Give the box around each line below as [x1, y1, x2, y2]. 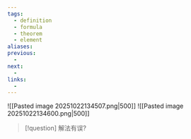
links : [7, 75, 27, 83]
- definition [13, 17, 52, 24]
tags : [7, 10, 23, 18]
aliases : [7, 43, 33, 50]
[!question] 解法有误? [24, 124, 87, 133]
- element [13, 37, 42, 44]
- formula [13, 23, 42, 30]
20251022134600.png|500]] [7, 109, 90, 118]
